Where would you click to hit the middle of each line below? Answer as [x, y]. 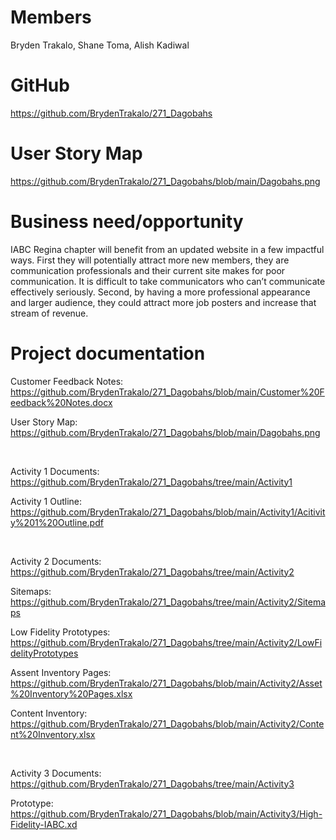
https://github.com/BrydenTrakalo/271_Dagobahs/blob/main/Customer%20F [167, 392]
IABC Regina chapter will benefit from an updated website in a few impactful [167, 249]
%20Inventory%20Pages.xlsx [71, 693]
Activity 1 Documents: [55, 471]
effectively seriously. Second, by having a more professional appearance [160, 292]
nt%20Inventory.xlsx [53, 734]
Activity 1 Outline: [46, 501]
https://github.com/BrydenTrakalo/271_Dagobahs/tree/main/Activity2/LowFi [166, 642]
